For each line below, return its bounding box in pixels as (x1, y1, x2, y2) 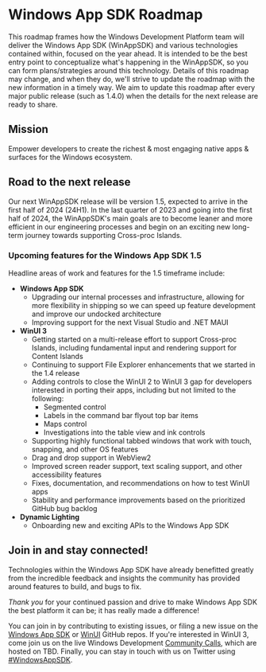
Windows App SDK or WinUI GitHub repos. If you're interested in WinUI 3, (8, 629, 249, 639)
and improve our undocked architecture (31, 309, 161, 318)
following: (31, 393, 64, 403)
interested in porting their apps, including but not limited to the (31, 385, 237, 395)
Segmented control (43, 402, 107, 412)
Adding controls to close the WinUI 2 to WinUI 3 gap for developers (31, 377, 253, 386)
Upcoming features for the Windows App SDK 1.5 (8, 250, 202, 261)
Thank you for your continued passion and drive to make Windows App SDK (8, 597, 258, 607)
